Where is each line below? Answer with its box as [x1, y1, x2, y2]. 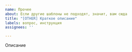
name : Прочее [5, 7, 32, 12]
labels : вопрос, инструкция [5, 20, 62, 26]
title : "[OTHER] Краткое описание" [5, 16, 77, 21]
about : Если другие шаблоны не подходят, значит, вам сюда [5, 12, 128, 16]
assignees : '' [5, 25, 34, 30]
